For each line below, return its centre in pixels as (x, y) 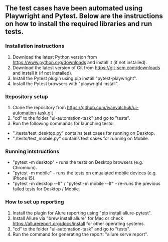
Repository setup (27, 96)
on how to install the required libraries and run (79, 24)
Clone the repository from (39, 107)
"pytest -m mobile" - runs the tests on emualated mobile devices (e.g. (85, 173)
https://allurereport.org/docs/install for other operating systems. (79, 223)
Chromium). (25, 168)
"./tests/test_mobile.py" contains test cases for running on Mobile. (81, 138)
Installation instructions (35, 46)
